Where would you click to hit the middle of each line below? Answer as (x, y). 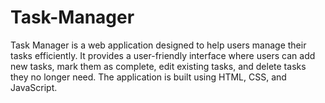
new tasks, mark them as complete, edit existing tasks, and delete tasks (158, 66)
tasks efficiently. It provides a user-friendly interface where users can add (163, 55)
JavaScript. (34, 87)
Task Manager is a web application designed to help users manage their (158, 45)
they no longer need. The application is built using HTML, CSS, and (148, 77)
